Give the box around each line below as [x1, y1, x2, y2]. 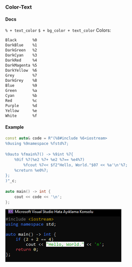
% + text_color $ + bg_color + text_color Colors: [5, 27, 111, 33]
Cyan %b [5, 93, 37, 98]
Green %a [5, 88, 37, 93]
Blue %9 [5, 83, 37, 88]
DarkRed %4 [5, 58, 37, 63]
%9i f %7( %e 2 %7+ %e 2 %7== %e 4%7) [14, 157, 85, 162]
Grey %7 [5, 73, 37, 78]
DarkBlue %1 [5, 43, 37, 48]
